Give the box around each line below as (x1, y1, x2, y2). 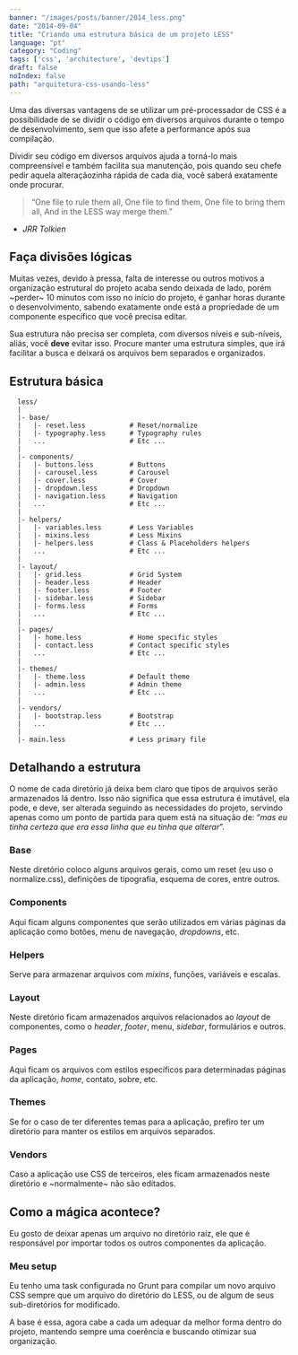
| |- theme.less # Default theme (17, 672, 191, 682)
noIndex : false (9, 72, 66, 81)
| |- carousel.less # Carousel (17, 468, 170, 477)
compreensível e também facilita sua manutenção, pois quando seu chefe (9, 160, 282, 170)
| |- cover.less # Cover (17, 476, 158, 485)
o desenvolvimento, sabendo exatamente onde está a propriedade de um (9, 302, 280, 312)
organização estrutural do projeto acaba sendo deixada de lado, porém (9, 283, 272, 293)
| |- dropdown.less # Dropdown (17, 484, 170, 494)
